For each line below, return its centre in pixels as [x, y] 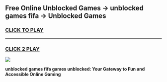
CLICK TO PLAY [24, 30]
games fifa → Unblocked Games [56, 16]
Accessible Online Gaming [33, 74]
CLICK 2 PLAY [22, 49]
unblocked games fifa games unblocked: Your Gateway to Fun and [75, 69]
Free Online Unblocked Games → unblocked [75, 8]
